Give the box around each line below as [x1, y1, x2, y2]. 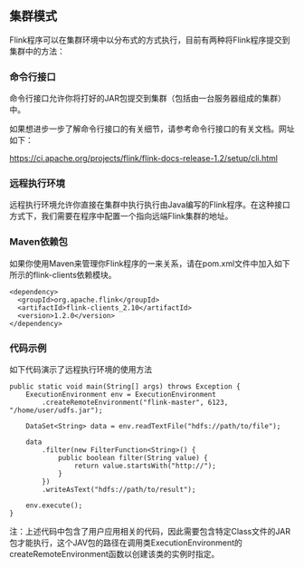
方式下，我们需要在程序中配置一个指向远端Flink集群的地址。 [9, 211, 233, 222]
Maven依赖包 [9, 236, 68, 248]
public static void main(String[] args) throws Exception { [9, 382, 242, 391]
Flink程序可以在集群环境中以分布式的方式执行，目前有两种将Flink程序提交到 [9, 34, 291, 45]
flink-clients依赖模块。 [33, 269, 117, 280]
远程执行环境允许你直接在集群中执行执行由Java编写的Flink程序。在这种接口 [9, 199, 291, 210]
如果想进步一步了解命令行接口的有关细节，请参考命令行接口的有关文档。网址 [9, 123, 295, 134]
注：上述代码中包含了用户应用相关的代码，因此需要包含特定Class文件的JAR [9, 526, 291, 536]
